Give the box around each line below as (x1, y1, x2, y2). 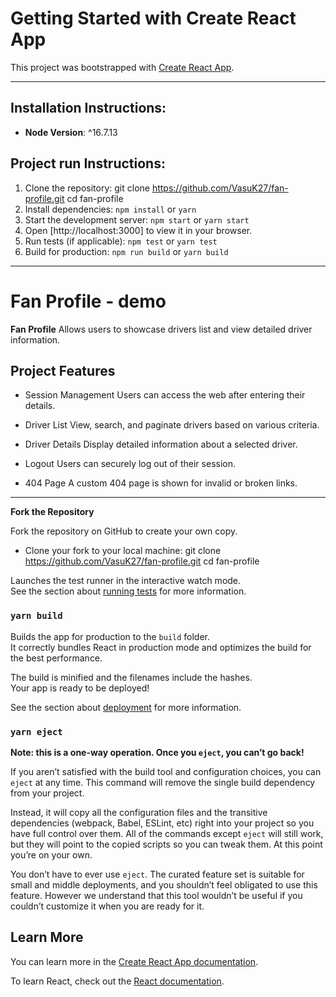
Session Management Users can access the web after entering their (24, 389, 306, 401)
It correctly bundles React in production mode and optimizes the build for (10, 641, 312, 653)
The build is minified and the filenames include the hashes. (10, 671, 253, 683)
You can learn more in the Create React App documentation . (10, 955, 259, 967)
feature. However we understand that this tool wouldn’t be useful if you (10, 889, 303, 901)
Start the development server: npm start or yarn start (24, 213, 250, 226)
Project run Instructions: (10, 155, 166, 172)
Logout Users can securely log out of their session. (24, 458, 237, 470)
